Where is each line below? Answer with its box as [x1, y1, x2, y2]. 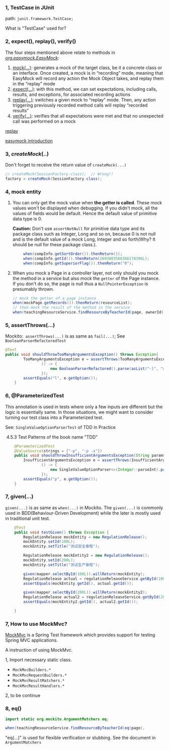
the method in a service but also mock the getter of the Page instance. [12, 275, 160, 281]
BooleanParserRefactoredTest [5, 339, 66, 344]
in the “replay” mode [12, 80, 55, 87]
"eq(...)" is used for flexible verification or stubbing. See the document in [5, 735, 156, 741]
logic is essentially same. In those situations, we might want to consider [5, 409, 153, 415]
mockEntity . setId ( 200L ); [23, 558, 75, 563]
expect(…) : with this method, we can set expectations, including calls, [12, 86, 157, 92]
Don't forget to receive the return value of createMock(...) [5, 162, 127, 168]
